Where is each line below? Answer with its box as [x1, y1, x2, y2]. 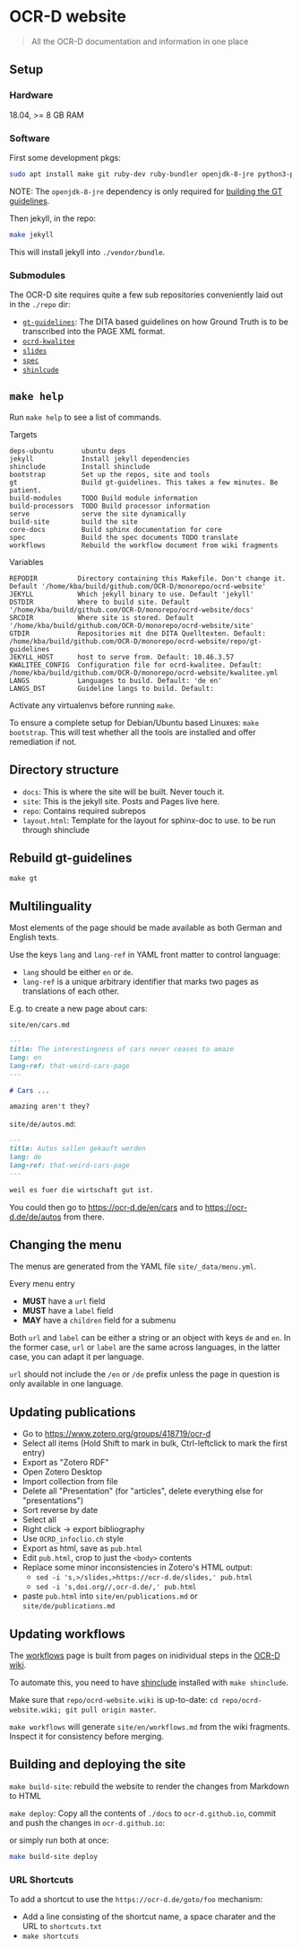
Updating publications [9, 1404, 136, 1420]
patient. [9, 485, 42, 495]
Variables [9, 556, 44, 567]
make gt [9, 874, 39, 883]
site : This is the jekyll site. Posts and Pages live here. [21, 795, 220, 806]
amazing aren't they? [9, 1102, 90, 1111]
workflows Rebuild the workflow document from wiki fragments [9, 541, 279, 550]
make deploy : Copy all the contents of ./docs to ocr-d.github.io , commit [9, 1808, 276, 1819]
